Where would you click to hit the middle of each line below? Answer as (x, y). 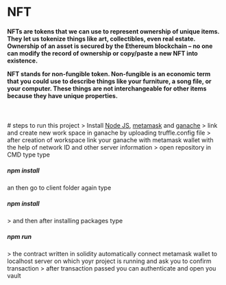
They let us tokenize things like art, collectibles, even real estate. (101, 38)
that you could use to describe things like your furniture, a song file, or (109, 81)
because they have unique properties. (63, 95)
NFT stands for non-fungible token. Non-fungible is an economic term (109, 73)
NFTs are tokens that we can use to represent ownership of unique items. (113, 31)
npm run (20, 236)
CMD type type (28, 155)
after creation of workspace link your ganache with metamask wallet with (110, 140)
